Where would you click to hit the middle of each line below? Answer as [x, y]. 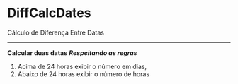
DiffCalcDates [49, 13]
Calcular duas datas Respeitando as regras [72, 53]
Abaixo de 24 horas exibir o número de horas [84, 74]
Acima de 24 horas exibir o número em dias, [82, 66]
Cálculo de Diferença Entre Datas [56, 32]
